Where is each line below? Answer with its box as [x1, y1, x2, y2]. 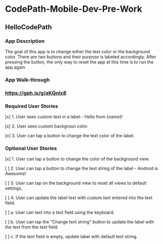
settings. [5, 185, 23, 191]
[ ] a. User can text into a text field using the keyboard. [5, 209, 115, 216]
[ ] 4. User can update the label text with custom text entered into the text [5, 195, 153, 201]
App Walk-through [5, 76, 50, 83]
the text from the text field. [5, 224, 59, 230]
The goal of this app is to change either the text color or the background [5, 48, 150, 54]
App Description [5, 38, 45, 44]
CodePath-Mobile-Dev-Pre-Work [5, 3, 143, 15]
